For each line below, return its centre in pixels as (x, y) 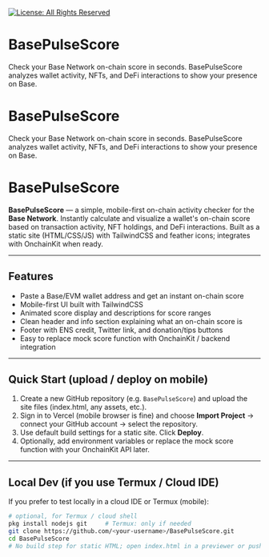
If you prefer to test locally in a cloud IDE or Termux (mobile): (109, 502)
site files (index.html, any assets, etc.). (83, 407)
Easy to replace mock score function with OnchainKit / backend (125, 338)
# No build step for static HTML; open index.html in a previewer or (127, 546)
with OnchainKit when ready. (56, 243)
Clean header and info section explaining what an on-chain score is (131, 321)
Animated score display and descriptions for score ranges (115, 313)
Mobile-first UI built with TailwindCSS (82, 304)
